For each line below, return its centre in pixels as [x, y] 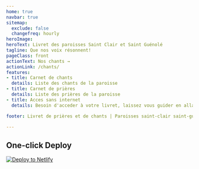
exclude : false [30, 28]
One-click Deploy [39, 145]
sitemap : [17, 23]
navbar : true [22, 17]
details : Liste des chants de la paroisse [65, 84]
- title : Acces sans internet [44, 100]
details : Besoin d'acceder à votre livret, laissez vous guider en [97, 105]
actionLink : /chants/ [33, 67]
